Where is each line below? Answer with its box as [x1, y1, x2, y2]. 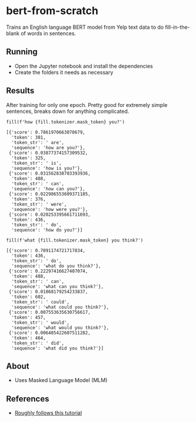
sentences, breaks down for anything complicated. [6, 108, 129, 115]
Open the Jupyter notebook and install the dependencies [14, 62, 153, 69]
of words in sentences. [20, 29, 77, 36]
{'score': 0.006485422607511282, [8, 330, 91, 336]
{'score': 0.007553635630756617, [8, 309, 91, 315]
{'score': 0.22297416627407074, [8, 268, 88, 274]
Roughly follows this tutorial [14, 410, 82, 417]
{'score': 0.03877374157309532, [8, 150, 88, 156]
